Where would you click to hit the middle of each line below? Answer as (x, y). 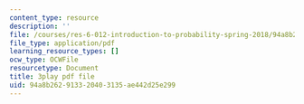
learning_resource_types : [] (64, 52)
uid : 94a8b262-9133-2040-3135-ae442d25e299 (93, 85)
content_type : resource (54, 18)
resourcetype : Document (54, 69)
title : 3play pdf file (52, 77)
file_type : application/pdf (62, 43)
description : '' (40, 26)
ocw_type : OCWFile (44, 60)
